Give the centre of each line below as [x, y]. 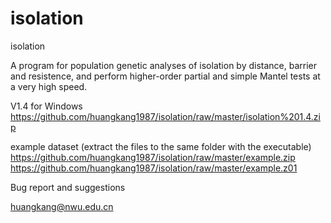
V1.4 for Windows [46, 106]
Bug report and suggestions [68, 187]
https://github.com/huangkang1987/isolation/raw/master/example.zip [153, 157]
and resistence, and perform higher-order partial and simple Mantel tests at [165, 76]
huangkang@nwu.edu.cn [62, 206]
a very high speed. [49, 86]
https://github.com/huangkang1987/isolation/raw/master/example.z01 [154, 168]
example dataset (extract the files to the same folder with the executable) [161, 146]
